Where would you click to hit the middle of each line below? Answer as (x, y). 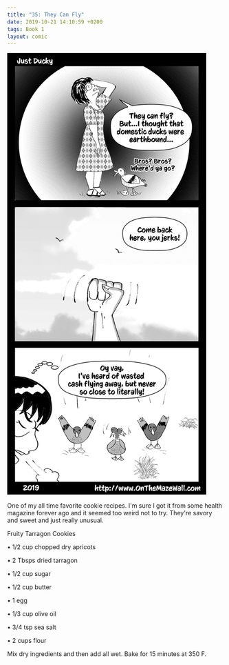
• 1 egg (17, 601)
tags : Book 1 (26, 29)
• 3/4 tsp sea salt (32, 627)
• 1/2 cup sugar (29, 574)
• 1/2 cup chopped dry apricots (52, 547)
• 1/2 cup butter (30, 587)
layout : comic (28, 37)
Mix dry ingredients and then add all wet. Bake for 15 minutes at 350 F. (107, 654)
